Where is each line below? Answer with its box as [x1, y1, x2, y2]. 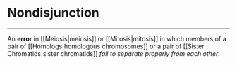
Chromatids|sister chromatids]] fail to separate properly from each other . [7, 49, 221, 57]
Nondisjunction [7, 5, 100, 21]
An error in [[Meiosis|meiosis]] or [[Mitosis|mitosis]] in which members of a [7, 34, 227, 43]
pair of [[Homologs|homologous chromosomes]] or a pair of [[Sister [7, 42, 205, 50]
